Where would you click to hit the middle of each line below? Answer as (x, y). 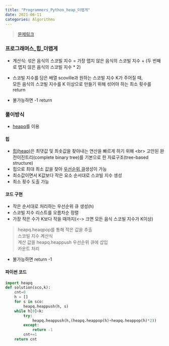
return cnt (26, 339)
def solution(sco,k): (28, 288)
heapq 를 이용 (26, 126)
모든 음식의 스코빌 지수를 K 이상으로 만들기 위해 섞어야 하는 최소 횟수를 (82, 84)
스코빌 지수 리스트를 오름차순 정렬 (46, 213)
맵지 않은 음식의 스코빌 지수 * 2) (49, 67)
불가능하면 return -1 (32, 259)
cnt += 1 (30, 335)
